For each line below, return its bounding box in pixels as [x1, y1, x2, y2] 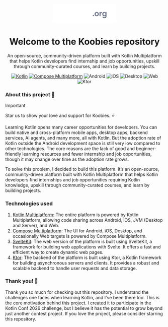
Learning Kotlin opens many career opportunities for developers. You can [5, 124, 157, 130]
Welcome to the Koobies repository [9, 36, 160, 47]
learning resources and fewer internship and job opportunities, [22, 151, 152, 157]
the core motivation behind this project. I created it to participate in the [5, 300, 152, 306]
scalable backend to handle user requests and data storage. [12, 265, 137, 271]
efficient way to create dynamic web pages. [12, 249, 104, 255]
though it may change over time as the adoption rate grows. [5, 156, 129, 162]
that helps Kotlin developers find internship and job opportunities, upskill [9, 58, 160, 64]
